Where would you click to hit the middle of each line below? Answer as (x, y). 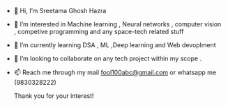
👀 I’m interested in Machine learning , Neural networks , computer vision (117, 24)
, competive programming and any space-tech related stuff (99, 32)
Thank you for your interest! (54, 96)
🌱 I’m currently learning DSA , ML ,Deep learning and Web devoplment (115, 45)
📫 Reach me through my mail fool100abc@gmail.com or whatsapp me (115, 72)
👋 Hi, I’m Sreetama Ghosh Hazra (60, 11)
